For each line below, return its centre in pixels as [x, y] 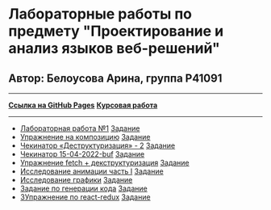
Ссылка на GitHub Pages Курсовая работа [83, 105]
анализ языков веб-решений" [114, 48]
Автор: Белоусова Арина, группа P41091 [115, 78]
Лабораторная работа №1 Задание [80, 128]
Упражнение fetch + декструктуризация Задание [104, 163]
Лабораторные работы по [100, 14]
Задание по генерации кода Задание [83, 188]
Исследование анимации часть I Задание [92, 171]
